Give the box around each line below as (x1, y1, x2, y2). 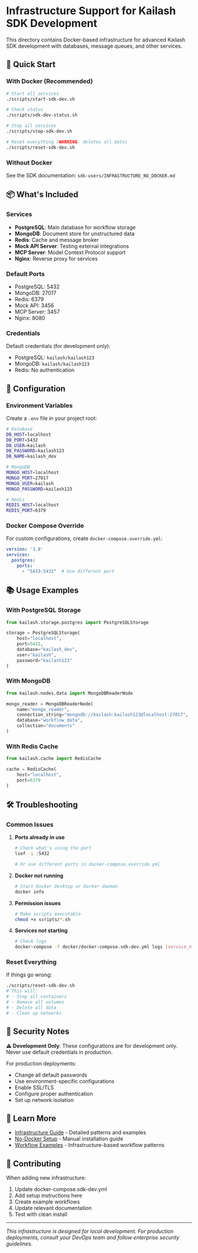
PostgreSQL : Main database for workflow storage (14, 223, 136, 231)
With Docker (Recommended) (6, 77, 93, 85)
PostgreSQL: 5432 (14, 283, 60, 290)
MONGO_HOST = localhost (6, 470, 60, 476)
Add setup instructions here (14, 1192, 82, 1199)
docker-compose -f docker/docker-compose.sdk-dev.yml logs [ (14, 944, 169, 950)
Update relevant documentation (14, 1205, 92, 1212)
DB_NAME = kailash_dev (6, 453, 57, 459)
